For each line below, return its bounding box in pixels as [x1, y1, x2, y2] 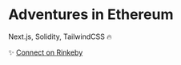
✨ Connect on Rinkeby [8, 48, 83, 57]
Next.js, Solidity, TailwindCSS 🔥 [8, 32, 112, 41]
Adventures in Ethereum [8, 6, 174, 24]
